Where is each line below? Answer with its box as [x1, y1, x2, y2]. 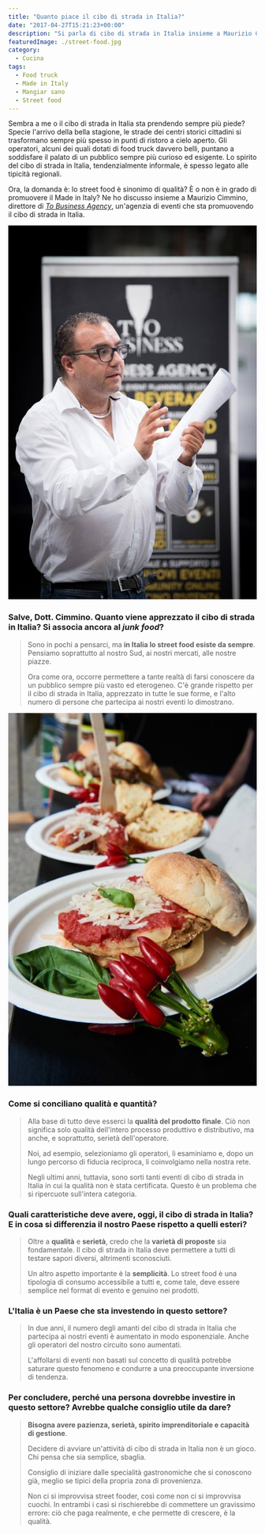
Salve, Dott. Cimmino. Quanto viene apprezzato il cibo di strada [8, 612, 255, 623]
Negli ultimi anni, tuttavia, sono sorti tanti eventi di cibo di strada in [27, 1172, 244, 1182]
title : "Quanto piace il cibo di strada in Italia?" [8, 13, 185, 21]
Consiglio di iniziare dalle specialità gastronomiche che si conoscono [27, 1468, 252, 1477]
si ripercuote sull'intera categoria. [27, 1189, 137, 1199]
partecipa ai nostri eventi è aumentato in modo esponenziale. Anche [27, 1331, 250, 1341]
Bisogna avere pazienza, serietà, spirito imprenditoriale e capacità [27, 1420, 250, 1430]
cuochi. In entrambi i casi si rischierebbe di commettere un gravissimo [27, 1499, 256, 1509]
